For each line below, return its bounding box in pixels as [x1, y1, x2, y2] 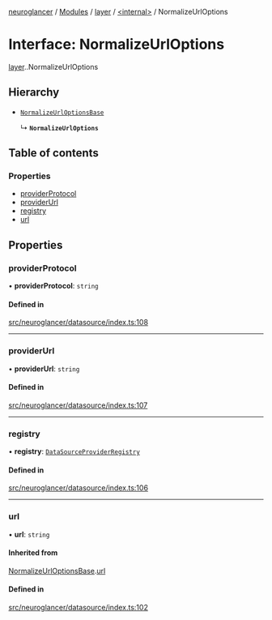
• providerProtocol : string [8, 281, 99, 291]
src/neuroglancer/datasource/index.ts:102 [8, 603, 148, 613]
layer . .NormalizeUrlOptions [8, 62, 99, 71]
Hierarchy [8, 85, 60, 100]
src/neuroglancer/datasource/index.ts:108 [8, 318, 148, 327]
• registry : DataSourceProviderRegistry [8, 447, 140, 456]
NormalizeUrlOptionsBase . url [8, 566, 106, 575]
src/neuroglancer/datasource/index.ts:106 [8, 483, 148, 493]
